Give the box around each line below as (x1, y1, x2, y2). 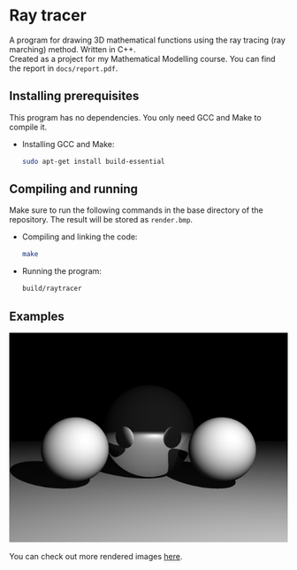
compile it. (9, 121, 48, 132)
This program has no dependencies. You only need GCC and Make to (9, 112, 263, 122)
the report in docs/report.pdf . (9, 63, 118, 74)
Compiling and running (9, 182, 139, 197)
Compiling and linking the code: (21, 231, 138, 242)
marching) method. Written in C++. (9, 43, 136, 54)
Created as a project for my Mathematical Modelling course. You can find (9, 53, 276, 64)
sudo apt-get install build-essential (21, 157, 165, 166)
